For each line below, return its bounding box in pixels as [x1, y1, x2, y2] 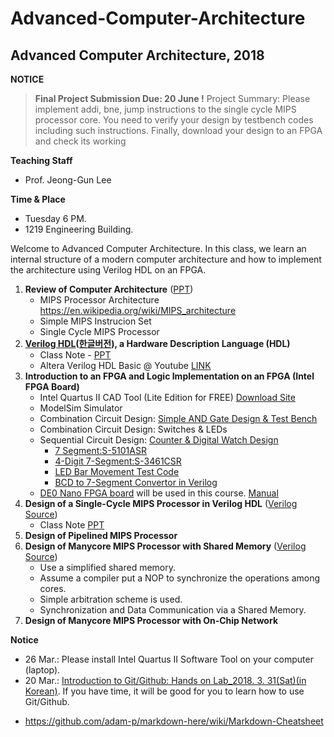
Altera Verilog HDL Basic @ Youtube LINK [39, 360, 212, 371]
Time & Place [10, 193, 66, 205]
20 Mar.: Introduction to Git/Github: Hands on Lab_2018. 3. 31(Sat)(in [24, 675, 307, 686]
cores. [39, 583, 67, 594]
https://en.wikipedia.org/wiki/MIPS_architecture [39, 305, 237, 316]
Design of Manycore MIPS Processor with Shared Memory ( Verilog [24, 540, 307, 552]
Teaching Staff [10, 155, 73, 166]
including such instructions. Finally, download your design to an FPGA [34, 125, 323, 136]
